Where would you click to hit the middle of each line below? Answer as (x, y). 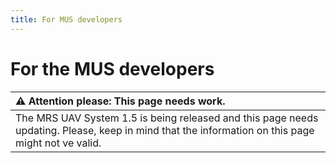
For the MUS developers (112, 68)
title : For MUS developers (66, 19)
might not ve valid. (58, 143)
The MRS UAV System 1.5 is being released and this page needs (167, 118)
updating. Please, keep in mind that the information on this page (165, 130)
